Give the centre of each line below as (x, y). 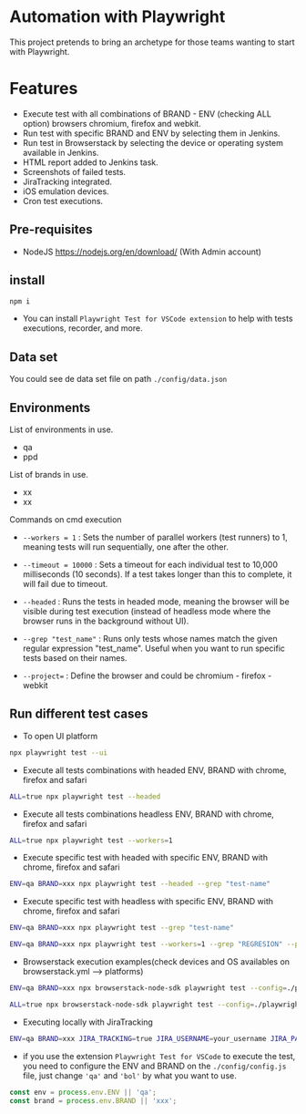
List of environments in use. (61, 429)
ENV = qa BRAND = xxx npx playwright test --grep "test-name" (122, 928)
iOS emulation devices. (66, 191)
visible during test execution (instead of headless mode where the (147, 611)
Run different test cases (79, 714)
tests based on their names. (75, 658)
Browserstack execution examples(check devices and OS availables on (156, 962)
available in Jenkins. (61, 152)
